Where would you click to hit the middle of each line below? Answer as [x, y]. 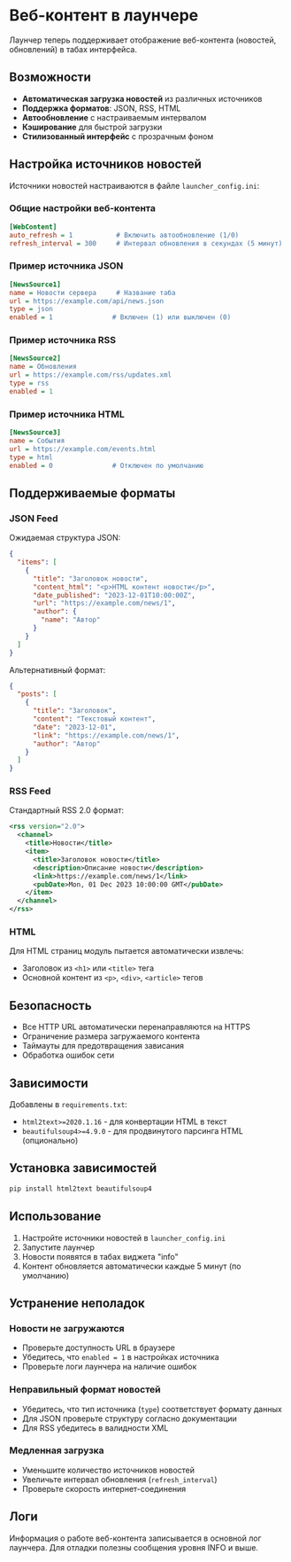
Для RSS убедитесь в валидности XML [95, 1427]
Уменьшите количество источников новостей [108, 1470]
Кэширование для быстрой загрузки [92, 127]
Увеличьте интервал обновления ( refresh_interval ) [120, 1479]
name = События [37, 441]
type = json [31, 309]
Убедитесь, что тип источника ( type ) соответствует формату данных [152, 1409]
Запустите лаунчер [58, 1247]
